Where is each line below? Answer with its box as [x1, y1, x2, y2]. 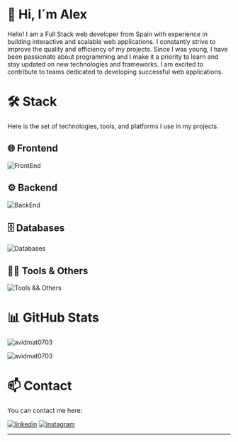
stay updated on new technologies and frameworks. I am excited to [7, 59, 204, 68]
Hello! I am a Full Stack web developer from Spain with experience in [7, 30, 208, 38]
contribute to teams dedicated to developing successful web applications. [7, 67, 223, 76]
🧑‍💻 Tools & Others [7, 265, 89, 277]
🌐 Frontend [7, 142, 58, 154]
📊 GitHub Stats [7, 310, 100, 326]
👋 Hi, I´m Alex [7, 6, 87, 23]
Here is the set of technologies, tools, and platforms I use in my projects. [7, 122, 220, 130]
